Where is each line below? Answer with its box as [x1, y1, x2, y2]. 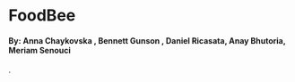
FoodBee [8, 5, 76, 26]
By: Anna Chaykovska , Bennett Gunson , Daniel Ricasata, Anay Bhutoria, [8, 35, 286, 45]
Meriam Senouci [8, 45, 71, 55]
